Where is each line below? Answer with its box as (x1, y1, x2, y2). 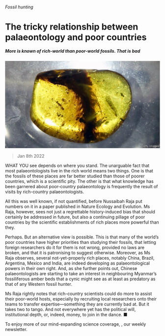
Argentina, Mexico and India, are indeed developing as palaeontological (5, 260, 150, 266)
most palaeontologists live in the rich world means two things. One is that (5, 168, 153, 174)
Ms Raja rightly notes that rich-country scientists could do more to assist (5, 291, 152, 297)
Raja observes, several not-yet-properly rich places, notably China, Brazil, (5, 255, 155, 261)
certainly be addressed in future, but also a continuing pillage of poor (5, 214, 145, 220)
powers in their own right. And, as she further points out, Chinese (5, 266, 137, 271)
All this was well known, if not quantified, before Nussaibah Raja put (5, 199, 142, 204)
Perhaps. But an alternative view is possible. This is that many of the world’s (5, 234, 159, 240)
